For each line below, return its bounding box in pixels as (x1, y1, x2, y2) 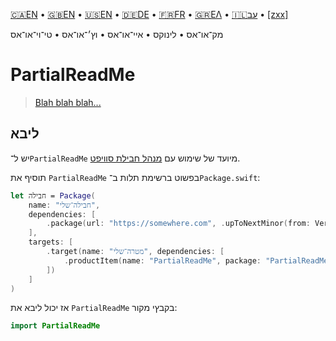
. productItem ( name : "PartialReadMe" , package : (63, 255, 262, 266)
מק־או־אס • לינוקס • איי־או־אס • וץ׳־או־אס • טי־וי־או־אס (10, 29, 224, 40)
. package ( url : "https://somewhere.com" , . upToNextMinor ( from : (46, 219, 311, 229)
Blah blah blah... (34, 96, 102, 108)
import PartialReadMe (10, 321, 101, 331)
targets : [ (28, 237, 74, 248)
